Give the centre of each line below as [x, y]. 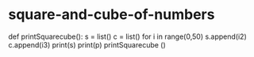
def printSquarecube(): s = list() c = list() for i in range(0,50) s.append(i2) [128, 36]
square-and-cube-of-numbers [112, 15]
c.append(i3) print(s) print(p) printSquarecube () [87, 44]
